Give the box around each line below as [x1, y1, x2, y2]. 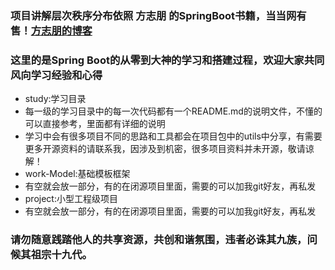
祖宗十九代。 [30, 248, 93, 262]
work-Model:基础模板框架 [24, 168, 131, 180]
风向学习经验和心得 [10, 68, 103, 82]
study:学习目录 [24, 93, 87, 105]
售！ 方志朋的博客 [10, 23, 93, 37]
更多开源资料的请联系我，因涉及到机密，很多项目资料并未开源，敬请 [24, 143, 306, 155]
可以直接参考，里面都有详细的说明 [24, 118, 166, 130]
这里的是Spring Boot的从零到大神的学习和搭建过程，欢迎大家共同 [10, 53, 325, 67]
